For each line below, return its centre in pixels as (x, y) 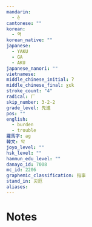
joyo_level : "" (25, 147)
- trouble (24, 130)
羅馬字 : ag (19, 136)
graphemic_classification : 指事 (46, 176)
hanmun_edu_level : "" (34, 158)
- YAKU (20, 52)
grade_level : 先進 (28, 108)
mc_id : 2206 (21, 170)
